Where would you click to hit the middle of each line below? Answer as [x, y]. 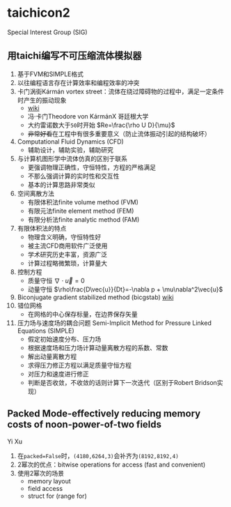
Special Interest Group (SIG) [48, 32]
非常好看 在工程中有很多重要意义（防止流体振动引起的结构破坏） [119, 133]
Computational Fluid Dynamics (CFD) [70, 142]
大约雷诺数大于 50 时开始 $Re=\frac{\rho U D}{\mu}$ [101, 125]
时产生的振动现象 [42, 100]
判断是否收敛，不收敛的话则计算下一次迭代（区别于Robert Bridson [122, 382]
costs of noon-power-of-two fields [85, 424]
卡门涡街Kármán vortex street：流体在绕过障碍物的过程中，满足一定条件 [121, 91]
